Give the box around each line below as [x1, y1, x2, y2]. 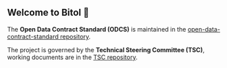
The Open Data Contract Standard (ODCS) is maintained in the [7, 25, 186, 33]
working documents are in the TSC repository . [7, 53, 138, 61]
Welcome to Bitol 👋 [7, 7, 89, 19]
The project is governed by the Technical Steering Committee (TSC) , [7, 45, 205, 54]
